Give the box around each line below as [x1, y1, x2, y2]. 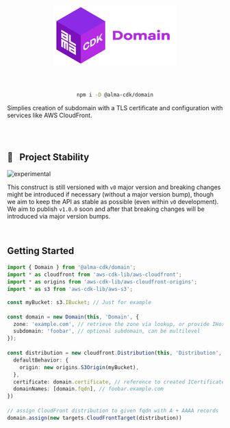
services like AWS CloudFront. [7, 111, 92, 119]
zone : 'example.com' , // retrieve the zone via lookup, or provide [13, 320, 210, 327]
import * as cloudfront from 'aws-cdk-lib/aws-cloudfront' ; [7, 271, 183, 278]
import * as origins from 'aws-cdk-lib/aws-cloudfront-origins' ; [7, 279, 197, 286]
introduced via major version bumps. [7, 212, 111, 220]
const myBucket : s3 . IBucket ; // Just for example [7, 299, 152, 305]
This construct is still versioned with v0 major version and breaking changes [7, 183, 221, 191]
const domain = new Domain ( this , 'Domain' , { [7, 313, 139, 320]
